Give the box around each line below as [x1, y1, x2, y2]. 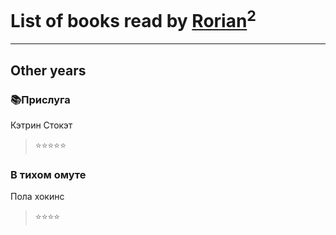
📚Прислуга [10, 92, 71, 106]
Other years [10, 62, 87, 79]
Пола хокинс [10, 191, 65, 203]
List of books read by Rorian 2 [10, 6, 257, 33]
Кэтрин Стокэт [10, 119, 73, 131]
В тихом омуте [10, 167, 87, 181]
